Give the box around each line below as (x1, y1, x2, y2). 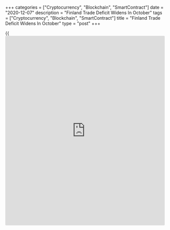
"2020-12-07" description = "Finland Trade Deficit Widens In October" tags (5, 10, 162, 16)
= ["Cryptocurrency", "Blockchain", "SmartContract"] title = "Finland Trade (5, 15, 161, 21)
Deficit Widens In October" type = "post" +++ (5, 20, 101, 26)
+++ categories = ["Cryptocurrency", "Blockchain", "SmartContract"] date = (5, 5, 164, 10)
